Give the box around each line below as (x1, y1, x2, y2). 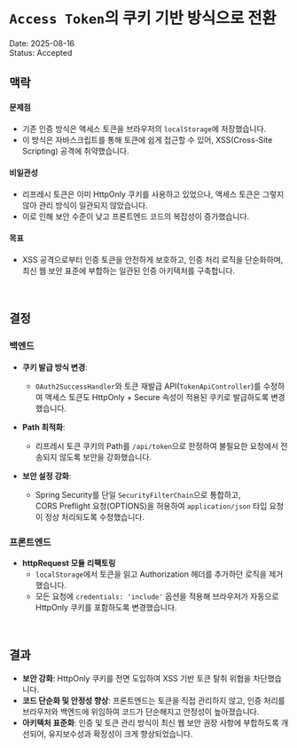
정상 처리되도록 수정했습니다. (44, 511, 145, 522)
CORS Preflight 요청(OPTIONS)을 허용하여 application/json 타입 (35, 500, 268, 511)
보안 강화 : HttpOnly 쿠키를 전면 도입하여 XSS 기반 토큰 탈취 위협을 (21, 673, 251, 683)
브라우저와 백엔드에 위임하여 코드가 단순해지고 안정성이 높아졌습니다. (21, 706, 260, 717)
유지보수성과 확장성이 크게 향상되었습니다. (48, 728, 193, 739)
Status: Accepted (9, 47, 73, 58)
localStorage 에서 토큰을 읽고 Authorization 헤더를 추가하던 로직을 (35, 569, 268, 579)
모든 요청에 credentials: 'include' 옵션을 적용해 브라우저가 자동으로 (35, 591, 279, 602)
